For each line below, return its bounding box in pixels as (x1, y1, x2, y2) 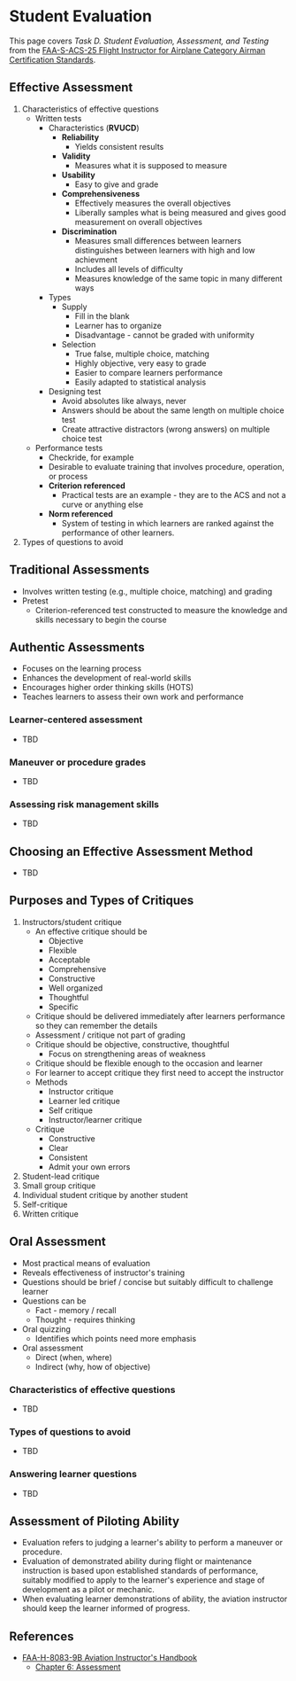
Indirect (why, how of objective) (34, 1361, 151, 1372)
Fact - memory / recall (34, 1304, 117, 1315)
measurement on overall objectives (74, 216, 203, 227)
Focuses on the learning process (21, 663, 142, 674)
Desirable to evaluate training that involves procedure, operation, (48, 461, 285, 471)
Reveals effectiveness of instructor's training (21, 1267, 186, 1278)
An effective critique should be (34, 926, 148, 937)
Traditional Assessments (9, 563, 150, 578)
